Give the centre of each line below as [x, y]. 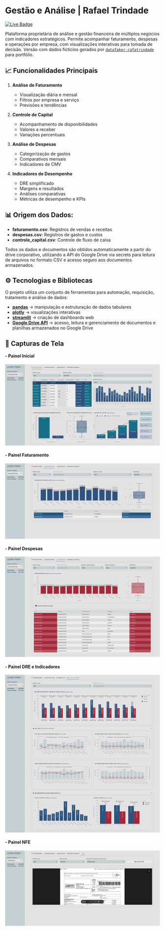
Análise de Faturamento [37, 85]
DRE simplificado [37, 183]
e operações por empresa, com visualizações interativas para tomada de [79, 44]
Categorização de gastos [45, 154]
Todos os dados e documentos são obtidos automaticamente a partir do [78, 249]
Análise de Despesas [34, 144]
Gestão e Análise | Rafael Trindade [77, 11]
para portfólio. [19, 55]
